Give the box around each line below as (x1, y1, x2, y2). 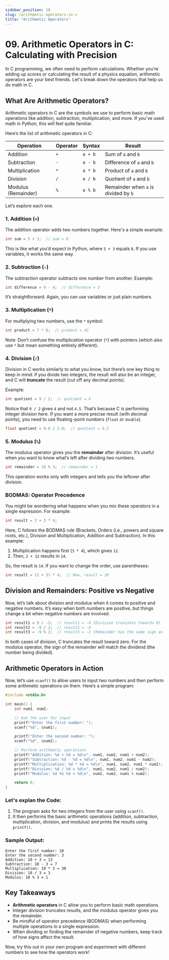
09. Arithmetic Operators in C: (5, 38, 134, 50)
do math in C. (5, 82, 33, 88)
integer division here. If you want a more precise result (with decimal (5, 411, 147, 417)
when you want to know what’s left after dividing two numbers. (5, 455, 135, 461)
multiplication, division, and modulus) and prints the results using (12, 819, 147, 825)
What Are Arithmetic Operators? (5, 96, 109, 105)
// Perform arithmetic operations (14, 748, 87, 753)
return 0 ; (14, 780, 35, 785)
